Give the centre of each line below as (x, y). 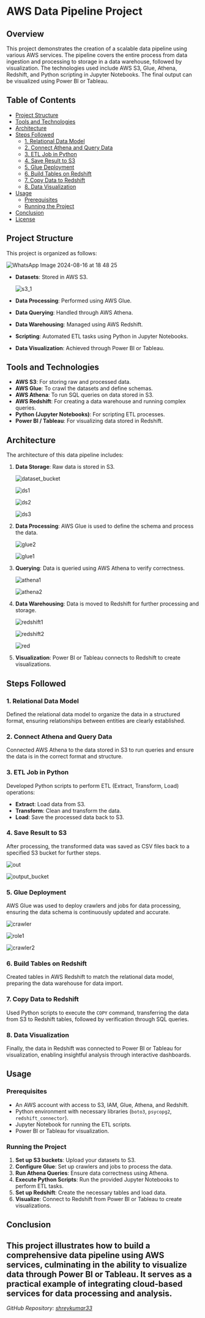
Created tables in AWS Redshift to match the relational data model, (90, 977)
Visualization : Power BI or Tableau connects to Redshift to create (98, 658)
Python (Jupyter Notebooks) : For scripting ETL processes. (90, 414)
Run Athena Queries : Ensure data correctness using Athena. (92, 1173)
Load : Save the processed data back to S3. (69, 817)
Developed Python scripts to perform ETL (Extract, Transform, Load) (93, 785)
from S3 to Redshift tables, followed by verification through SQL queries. (98, 1019)
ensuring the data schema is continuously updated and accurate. (88, 912)
